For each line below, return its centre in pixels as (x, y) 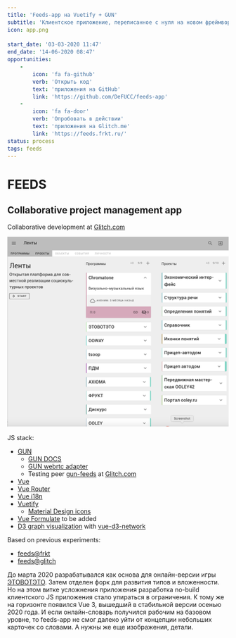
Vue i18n (30, 496)
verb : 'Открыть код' (63, 82)
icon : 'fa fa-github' (64, 74)
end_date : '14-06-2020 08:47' (52, 52)
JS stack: (21, 438)
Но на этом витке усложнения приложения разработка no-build (103, 590)
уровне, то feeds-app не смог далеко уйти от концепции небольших (110, 620)
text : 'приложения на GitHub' (77, 89)
